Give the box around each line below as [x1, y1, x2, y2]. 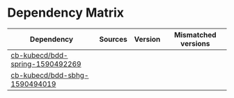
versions [180, 38, 210, 48]
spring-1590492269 [10, 59, 81, 69]
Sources [99, 34, 127, 44]
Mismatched [173, 30, 217, 40]
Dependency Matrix [7, 5, 124, 21]
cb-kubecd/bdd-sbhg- [10, 70, 89, 80]
